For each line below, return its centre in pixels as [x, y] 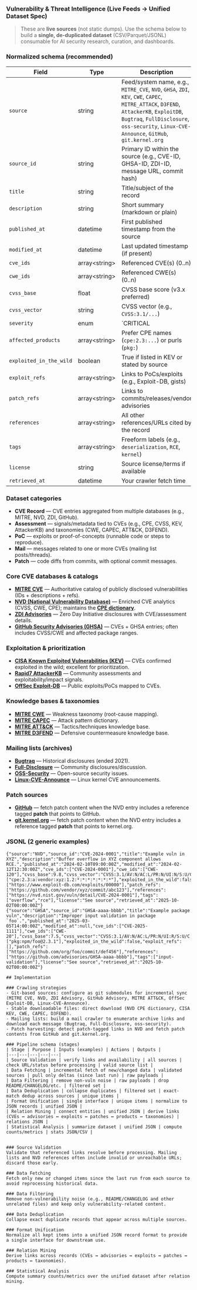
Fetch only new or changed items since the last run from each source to [98, 1178]
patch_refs [24, 398]
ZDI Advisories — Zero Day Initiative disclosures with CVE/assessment [100, 614]
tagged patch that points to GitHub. [57, 814]
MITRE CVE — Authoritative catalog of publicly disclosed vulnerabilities [101, 589]
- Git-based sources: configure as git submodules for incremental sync [97, 993]
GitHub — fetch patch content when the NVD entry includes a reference [102, 807]
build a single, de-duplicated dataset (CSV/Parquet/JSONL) [94, 35]
